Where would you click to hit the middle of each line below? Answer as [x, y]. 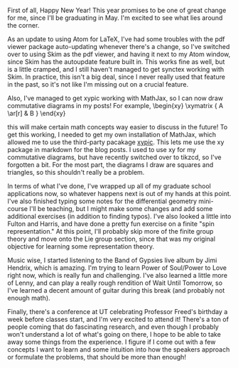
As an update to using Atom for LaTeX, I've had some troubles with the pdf [116, 39]
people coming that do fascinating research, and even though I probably [113, 327]
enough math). [29, 298]
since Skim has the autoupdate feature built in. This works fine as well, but [116, 62]
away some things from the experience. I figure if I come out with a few [112, 342]
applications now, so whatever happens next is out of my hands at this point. [119, 194]
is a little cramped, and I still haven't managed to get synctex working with [116, 69]
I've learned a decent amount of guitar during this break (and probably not [116, 290]
